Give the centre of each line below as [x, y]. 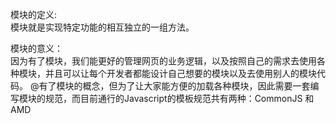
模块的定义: [34, 14]
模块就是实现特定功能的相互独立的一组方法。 [102, 27]
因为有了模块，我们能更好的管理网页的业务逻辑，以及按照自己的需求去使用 [163, 61]
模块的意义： [36, 48]
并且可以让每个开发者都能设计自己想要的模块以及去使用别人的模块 [180, 73]
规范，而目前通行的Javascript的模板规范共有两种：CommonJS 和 [179, 98]
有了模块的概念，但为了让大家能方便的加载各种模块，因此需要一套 [174, 86]
